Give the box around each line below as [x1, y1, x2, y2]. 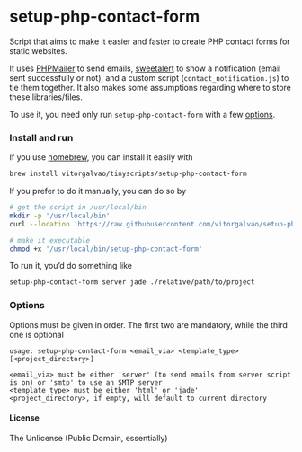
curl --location [9, 219, 70, 228]
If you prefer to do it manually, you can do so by [9, 186, 187, 197]
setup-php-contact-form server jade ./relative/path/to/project [9, 278, 255, 287]
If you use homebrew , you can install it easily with [9, 152, 193, 163]
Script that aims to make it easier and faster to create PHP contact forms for [9, 36, 290, 47]
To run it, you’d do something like [9, 261, 133, 271]
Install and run [9, 131, 74, 144]
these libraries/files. [9, 92, 83, 102]
